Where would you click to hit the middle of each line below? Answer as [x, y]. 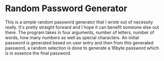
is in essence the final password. [38, 53]
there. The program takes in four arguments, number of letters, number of [80, 32]
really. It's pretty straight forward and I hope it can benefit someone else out [82, 27]
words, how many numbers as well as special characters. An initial [72, 38]
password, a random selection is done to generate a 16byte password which [82, 48]
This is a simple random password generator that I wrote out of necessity [79, 22]
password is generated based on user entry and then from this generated [79, 42]
